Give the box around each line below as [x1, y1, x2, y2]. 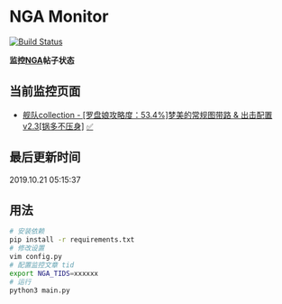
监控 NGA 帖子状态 [9, 54, 75, 65]
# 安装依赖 [9, 227, 45, 236]
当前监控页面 [9, 84, 81, 99]
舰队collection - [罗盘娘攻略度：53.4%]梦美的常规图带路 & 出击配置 [22, 109, 273, 120]
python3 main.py [9, 286, 70, 295]
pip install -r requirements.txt [9, 235, 135, 244]
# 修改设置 [9, 244, 45, 253]
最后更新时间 [9, 150, 81, 165]
